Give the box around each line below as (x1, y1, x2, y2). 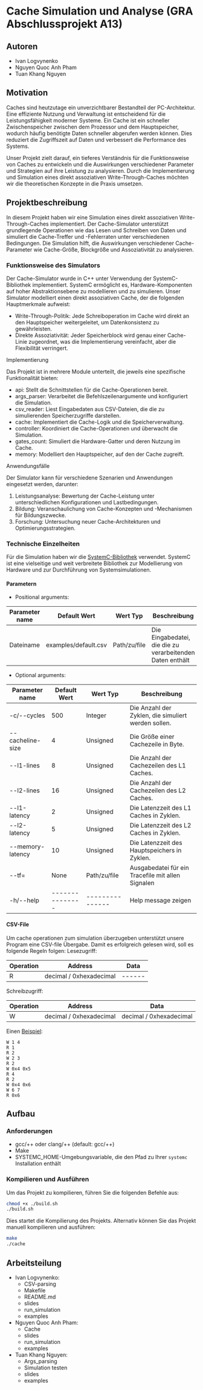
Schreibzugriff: (6, 987, 43, 995)
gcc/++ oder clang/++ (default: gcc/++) (14, 1141, 115, 1148)
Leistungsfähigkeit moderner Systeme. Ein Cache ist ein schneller (6, 116, 170, 124)
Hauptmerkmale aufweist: (6, 300, 71, 307)
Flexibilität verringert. (14, 344, 68, 352)
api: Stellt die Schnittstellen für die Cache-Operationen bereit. (14, 386, 169, 393)
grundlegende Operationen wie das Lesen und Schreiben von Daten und (6, 226, 187, 234)
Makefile (24, 1286, 46, 1294)
